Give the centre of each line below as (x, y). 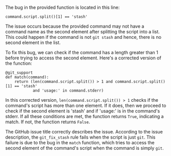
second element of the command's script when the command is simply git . (85, 148)
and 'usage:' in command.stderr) (68, 91)
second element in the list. (33, 42)
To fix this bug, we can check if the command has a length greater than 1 (82, 52)
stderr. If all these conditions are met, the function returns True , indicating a (85, 116)
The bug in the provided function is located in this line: (63, 7)
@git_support (19, 73)
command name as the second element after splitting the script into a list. (82, 32)
